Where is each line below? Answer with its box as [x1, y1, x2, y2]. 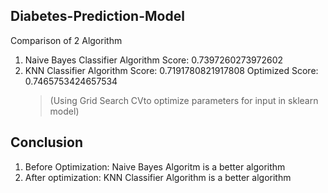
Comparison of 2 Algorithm [10, 34, 123, 46]
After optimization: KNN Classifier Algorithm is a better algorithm [24, 171, 292, 183]
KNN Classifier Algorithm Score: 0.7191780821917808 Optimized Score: [24, 64, 319, 76]
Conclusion [10, 134, 84, 151]
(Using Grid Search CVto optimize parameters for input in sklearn [49, 94, 319, 106]
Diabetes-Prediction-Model [10, 8, 185, 25]
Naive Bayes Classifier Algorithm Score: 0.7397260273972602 [24, 54, 284, 66]
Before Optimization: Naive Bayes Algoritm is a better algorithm [24, 160, 286, 173]
